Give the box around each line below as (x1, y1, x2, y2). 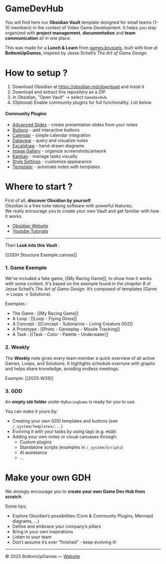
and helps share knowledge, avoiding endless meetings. (5, 366, 120, 372)
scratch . (5, 493, 23, 500)
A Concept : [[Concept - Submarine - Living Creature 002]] (12, 321, 133, 327)
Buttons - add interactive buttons (12, 127, 80, 133)
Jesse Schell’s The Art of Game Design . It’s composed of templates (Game (5, 286, 157, 292)
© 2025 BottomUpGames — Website (5, 553, 81, 559)
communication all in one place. (5, 35, 72, 41)
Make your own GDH (5, 472, 91, 483)
